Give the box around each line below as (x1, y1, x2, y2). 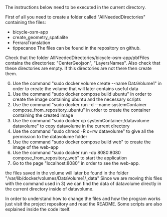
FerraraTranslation (12, 40, 51, 46)
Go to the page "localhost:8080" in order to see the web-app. (12, 160, 140, 166)
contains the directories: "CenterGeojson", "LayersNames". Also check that (5, 60, 160, 66)
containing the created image (12, 112, 74, 118)
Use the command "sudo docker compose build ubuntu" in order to (12, 91, 152, 97)
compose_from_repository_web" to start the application (12, 155, 127, 161)
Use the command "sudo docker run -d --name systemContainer (12, 102, 147, 107)
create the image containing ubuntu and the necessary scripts (12, 96, 141, 102)
